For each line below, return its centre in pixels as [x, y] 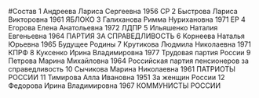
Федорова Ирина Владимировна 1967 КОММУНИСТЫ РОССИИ [115, 86]
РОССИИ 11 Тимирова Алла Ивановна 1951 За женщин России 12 [117, 77]
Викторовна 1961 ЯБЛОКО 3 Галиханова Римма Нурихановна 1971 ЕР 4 [127, 19]
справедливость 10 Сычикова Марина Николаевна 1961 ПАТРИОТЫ [122, 69]
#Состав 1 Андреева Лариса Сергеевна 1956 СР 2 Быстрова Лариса [123, 11]
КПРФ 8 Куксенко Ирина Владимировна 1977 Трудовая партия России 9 [129, 52]
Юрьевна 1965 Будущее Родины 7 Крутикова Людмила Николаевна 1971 [129, 44]
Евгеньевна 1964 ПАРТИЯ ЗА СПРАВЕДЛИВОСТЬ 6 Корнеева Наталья [127, 36]
